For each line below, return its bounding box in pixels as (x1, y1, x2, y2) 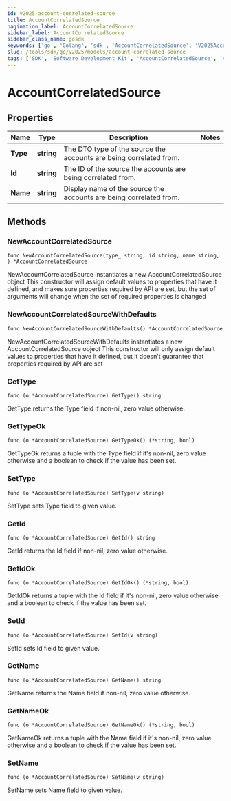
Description (109, 132, 148, 142)
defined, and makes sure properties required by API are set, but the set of (7, 285, 217, 293)
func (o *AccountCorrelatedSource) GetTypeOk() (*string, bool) (7, 437, 195, 444)
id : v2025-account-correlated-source (7, 10, 115, 17)
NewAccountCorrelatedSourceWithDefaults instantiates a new (7, 337, 183, 346)
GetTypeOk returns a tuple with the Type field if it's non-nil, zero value (7, 449, 206, 457)
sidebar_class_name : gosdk (7, 36, 85, 43)
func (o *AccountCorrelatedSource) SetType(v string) (7, 489, 165, 497)
